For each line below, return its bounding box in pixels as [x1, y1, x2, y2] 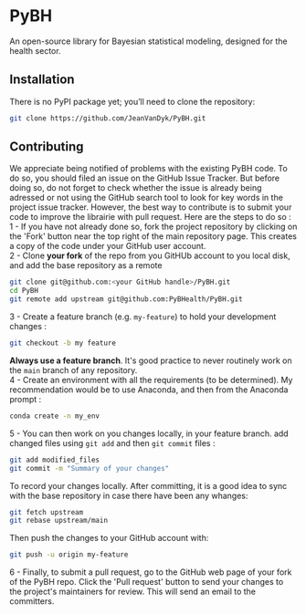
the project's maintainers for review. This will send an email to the [9, 586, 257, 598]
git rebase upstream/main [9, 516, 108, 526]
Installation [9, 72, 75, 88]
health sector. [9, 45, 61, 56]
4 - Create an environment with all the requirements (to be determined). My [9, 374, 293, 385]
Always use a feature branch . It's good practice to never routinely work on [9, 355, 292, 366]
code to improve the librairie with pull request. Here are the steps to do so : [9, 212, 292, 223]
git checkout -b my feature [9, 338, 117, 348]
